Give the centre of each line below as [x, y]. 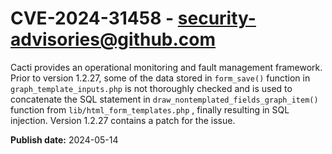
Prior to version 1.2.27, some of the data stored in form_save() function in [160, 78]
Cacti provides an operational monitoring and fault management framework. [166, 67]
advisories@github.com [113, 39]
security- [217, 18]
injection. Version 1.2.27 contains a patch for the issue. [123, 120]
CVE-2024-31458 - [92, 18]
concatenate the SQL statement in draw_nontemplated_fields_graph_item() [164, 99]
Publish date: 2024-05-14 [64, 139]
